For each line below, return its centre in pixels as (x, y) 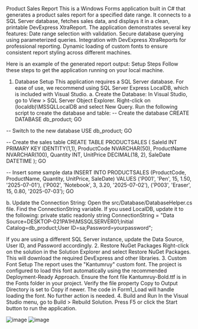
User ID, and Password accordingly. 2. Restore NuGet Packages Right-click (98, 245)
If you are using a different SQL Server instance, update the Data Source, (95, 239)
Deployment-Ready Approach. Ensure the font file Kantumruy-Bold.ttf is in (96, 277)
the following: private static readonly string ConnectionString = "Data (90, 215)
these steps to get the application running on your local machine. (85, 70)
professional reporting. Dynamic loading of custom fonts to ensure (87, 46)
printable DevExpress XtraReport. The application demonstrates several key (98, 27)
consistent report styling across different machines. (69, 52)
